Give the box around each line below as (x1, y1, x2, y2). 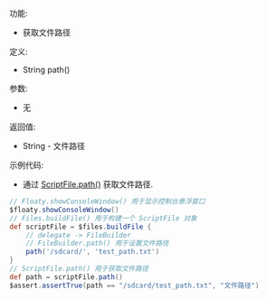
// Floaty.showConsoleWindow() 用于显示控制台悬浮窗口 (9, 197, 205, 206)
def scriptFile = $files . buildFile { (9, 222, 152, 231)
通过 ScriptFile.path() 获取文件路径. (22, 179, 154, 190)
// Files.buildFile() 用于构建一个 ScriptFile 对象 (9, 213, 197, 223)
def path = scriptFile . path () (9, 272, 124, 282)
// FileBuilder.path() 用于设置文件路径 (25, 238, 169, 248)
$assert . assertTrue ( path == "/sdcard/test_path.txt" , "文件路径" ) (9, 281, 260, 290)
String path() (22, 64, 71, 75)
